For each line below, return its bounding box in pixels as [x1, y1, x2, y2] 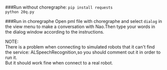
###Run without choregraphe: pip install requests [5, 4, 113, 10]
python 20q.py [5, 9, 35, 14]
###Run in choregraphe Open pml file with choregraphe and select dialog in [5, 18, 163, 24]
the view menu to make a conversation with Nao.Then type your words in [5, 23, 156, 29]
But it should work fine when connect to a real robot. [5, 60, 113, 65]
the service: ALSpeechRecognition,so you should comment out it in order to [5, 49, 161, 55]
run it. [5, 54, 17, 60]
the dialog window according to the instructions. [5, 29, 105, 34]
